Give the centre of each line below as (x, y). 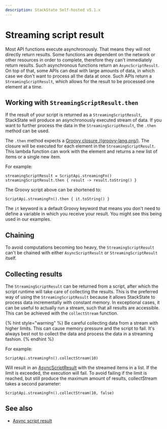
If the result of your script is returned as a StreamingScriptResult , (74, 115)
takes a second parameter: (33, 384)
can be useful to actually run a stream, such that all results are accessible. (82, 308)
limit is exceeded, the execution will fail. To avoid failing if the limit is (76, 373)
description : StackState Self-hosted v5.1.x (53, 10)
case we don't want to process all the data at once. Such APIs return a (78, 76)
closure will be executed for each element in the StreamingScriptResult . (80, 146)
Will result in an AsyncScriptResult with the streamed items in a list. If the (81, 367)
